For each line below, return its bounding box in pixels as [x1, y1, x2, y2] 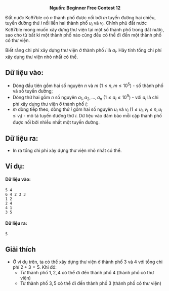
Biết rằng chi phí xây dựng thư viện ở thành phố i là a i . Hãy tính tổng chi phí [5, 47, 162, 54]
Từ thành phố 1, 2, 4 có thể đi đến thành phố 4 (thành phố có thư [20, 269, 154, 275]
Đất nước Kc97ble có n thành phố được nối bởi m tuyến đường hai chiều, [5, 15, 156, 20]
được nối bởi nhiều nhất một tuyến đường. [12, 119, 100, 126]
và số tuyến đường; [12, 88, 53, 94]
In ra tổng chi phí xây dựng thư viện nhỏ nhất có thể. [12, 147, 122, 153]
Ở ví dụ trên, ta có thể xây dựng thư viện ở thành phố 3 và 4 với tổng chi [12, 259, 163, 265]
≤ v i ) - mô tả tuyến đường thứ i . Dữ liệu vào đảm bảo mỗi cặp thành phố [12, 113, 162, 120]
